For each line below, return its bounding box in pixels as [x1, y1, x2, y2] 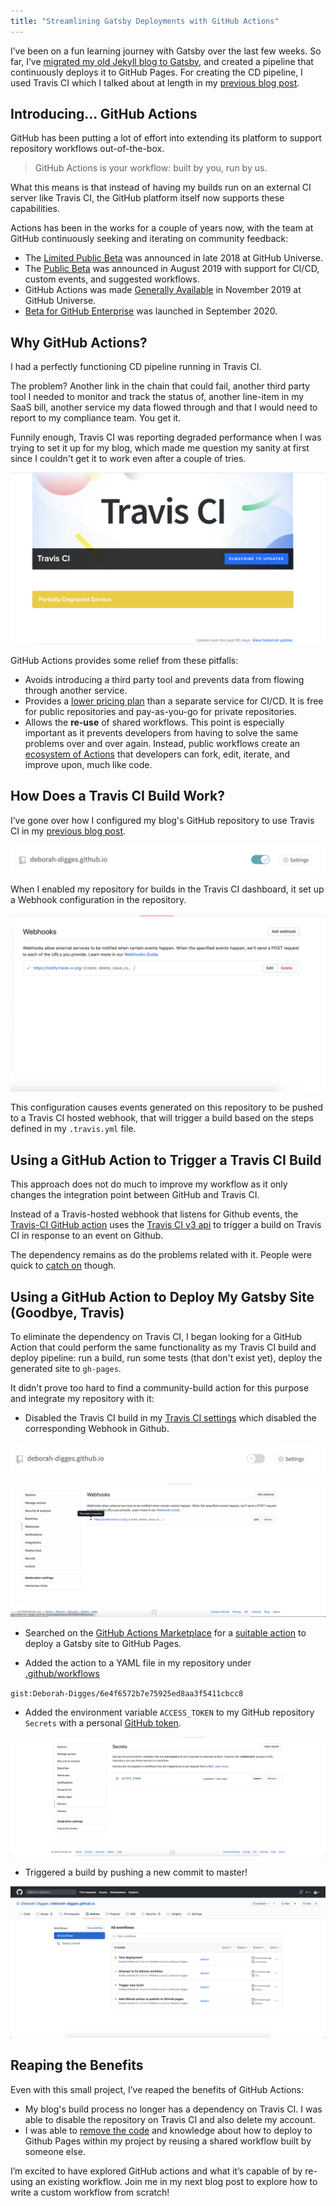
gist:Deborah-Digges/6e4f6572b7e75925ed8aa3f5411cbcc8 [10, 1689, 244, 1699]
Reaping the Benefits [10, 2057, 144, 2074]
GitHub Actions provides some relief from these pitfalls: [10, 654, 239, 666]
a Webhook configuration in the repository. [10, 893, 187, 905]
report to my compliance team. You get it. [10, 412, 182, 424]
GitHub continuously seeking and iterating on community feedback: [10, 233, 289, 245]
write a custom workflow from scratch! [10, 2186, 170, 2198]
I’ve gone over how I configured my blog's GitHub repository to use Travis [10, 814, 315, 826]
